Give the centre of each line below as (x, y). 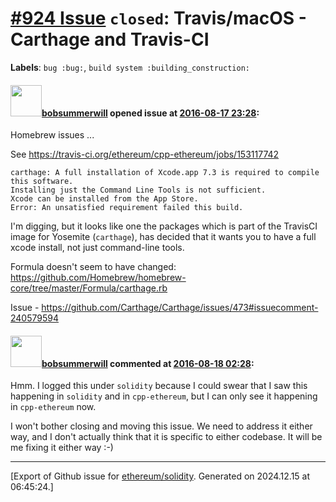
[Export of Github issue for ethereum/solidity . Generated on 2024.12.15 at (160, 476)
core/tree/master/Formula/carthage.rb (89, 288)
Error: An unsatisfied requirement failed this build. (127, 208)
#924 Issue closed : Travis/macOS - (158, 18)
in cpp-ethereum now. (53, 407)
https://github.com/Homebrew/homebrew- (98, 278)
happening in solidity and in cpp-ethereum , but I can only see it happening (164, 396)
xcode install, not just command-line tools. (97, 248)
